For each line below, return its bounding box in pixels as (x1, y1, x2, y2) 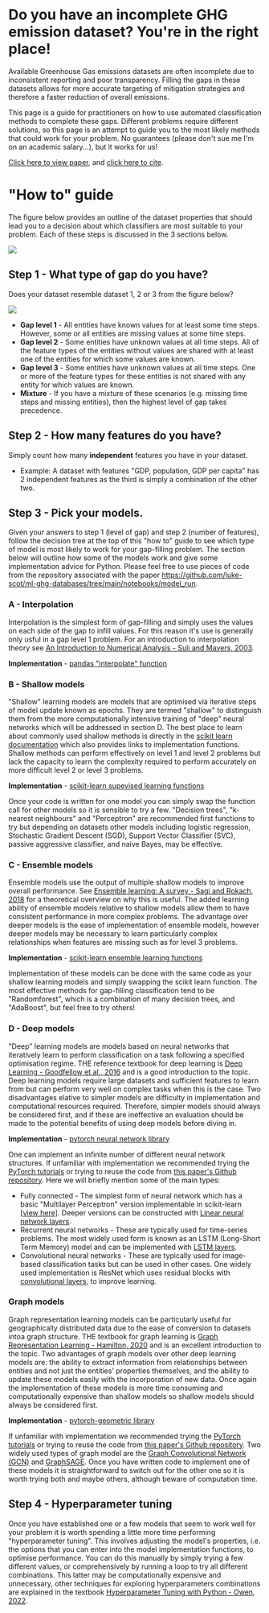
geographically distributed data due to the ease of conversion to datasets (8, 1322, 251, 1333)
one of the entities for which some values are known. (19, 354, 196, 364)
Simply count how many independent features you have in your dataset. (8, 450, 248, 460)
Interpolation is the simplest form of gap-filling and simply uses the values (8, 617, 254, 627)
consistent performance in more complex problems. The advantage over (8, 912, 248, 922)
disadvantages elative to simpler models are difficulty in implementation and (8, 1092, 261, 1102)
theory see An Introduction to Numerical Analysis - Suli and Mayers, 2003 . (8, 642, 255, 653)
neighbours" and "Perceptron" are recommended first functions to (35, 813, 255, 823)
